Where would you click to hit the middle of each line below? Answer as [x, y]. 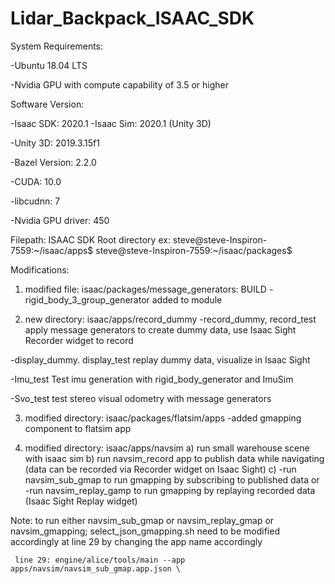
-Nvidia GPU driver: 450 [60, 220]
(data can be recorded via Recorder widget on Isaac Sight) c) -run [160, 469]
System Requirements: [57, 46]
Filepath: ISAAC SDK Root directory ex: [90, 239]
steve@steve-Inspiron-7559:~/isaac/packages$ [194, 250]
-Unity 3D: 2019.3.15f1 [55, 143]
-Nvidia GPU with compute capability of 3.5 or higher [119, 84]
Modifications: [40, 269]
